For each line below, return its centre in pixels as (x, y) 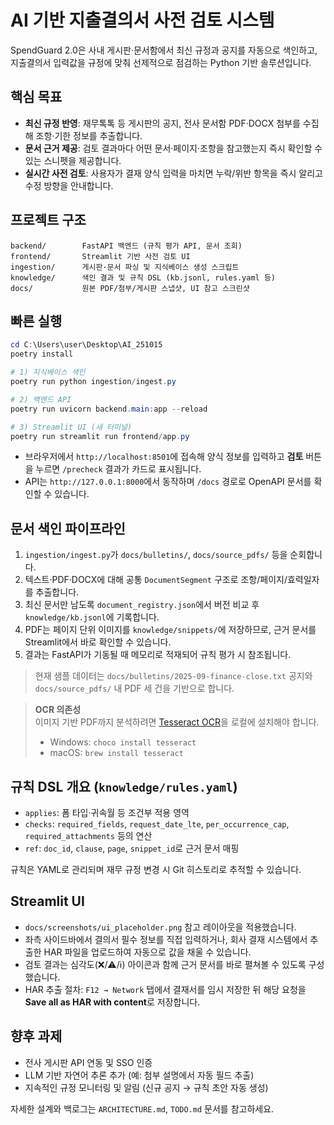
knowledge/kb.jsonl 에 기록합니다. (92, 617)
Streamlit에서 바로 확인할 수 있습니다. (98, 642)
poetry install (42, 354)
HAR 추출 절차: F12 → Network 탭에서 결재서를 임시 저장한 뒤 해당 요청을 (165, 989)
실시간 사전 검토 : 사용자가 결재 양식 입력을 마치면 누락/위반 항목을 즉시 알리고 (173, 173)
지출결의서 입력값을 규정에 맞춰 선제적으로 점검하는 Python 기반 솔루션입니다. (161, 62)
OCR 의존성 (58, 710)
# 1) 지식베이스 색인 (48, 372)
